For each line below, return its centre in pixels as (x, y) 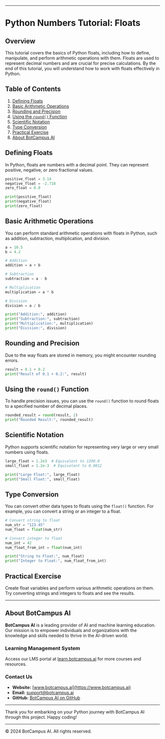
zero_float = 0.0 (23, 188)
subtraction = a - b (26, 279)
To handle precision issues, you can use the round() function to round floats (82, 401)
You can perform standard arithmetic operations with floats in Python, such (81, 233)
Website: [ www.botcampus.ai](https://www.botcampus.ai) (71, 687)
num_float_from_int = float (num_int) (44, 548)
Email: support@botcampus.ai (43, 693)
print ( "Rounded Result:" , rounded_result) (49, 420)
